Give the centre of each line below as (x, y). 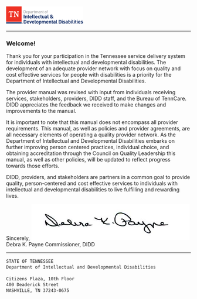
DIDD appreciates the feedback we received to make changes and (86, 105)
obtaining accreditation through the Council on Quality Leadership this (91, 153)
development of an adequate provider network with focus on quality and (93, 68)
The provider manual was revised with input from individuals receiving (91, 92)
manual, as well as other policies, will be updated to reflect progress (89, 160)
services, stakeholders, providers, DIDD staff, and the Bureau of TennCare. (96, 99)
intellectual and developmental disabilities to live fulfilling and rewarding (93, 190)
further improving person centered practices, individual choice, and (88, 147)
